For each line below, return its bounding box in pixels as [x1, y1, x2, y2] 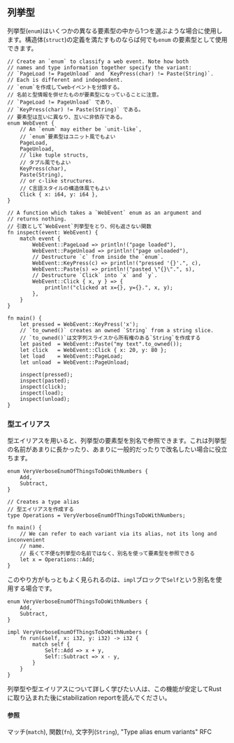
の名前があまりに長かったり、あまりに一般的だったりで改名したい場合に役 [7, 445, 221, 453]
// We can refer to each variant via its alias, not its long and [20, 530, 217, 537]
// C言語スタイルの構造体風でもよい [20, 185, 110, 192]
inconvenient [7, 537, 45, 544]
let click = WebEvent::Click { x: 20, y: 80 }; [20, 346, 168, 353]
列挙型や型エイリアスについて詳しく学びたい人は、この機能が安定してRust [7, 685, 222, 693]
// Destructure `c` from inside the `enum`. [32, 253, 164, 260]
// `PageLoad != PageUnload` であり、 [7, 99, 116, 106]
